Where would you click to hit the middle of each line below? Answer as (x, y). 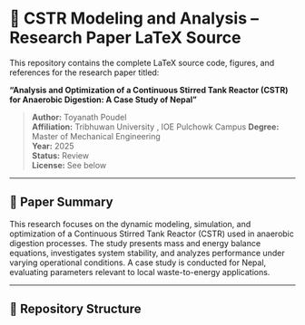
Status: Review (60, 155)
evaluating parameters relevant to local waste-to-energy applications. (140, 272)
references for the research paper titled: (84, 72)
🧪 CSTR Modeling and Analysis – (134, 19)
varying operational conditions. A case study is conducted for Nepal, (138, 263)
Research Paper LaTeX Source (125, 38)
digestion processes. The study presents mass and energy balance (135, 243)
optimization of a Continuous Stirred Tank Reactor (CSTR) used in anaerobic (152, 234)
